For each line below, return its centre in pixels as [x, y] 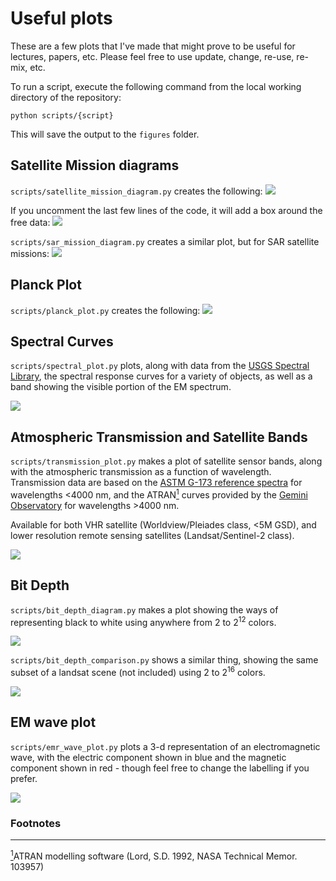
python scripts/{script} [62, 115]
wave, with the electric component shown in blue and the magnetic [148, 757]
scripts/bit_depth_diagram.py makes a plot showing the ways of [144, 609]
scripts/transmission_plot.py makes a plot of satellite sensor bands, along [166, 461]
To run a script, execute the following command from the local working [156, 86]
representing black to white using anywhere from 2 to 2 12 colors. [143, 621]
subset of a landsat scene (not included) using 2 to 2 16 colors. [138, 671]
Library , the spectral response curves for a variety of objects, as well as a [161, 376]
